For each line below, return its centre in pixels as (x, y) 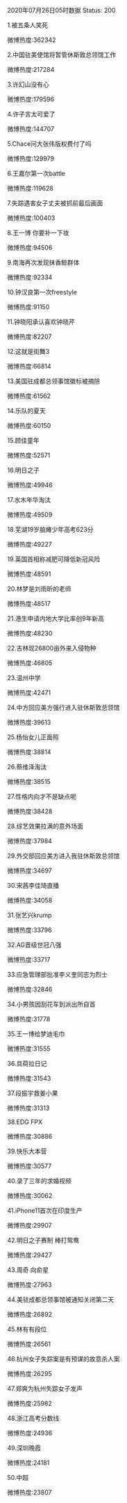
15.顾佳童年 (23, 440)
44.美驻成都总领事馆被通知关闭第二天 (61, 1300)
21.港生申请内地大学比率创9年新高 (56, 619)
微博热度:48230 (30, 633)
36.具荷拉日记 (27, 1064)
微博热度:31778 (29, 1019)
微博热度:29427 (29, 1255)
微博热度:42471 (29, 693)
